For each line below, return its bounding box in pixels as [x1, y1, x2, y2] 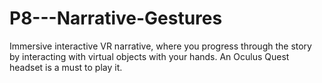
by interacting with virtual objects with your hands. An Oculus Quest [9, 50, 290, 62]
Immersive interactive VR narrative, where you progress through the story [9, 40, 312, 52]
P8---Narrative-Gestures [9, 7, 223, 30]
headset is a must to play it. [9, 61, 123, 73]
